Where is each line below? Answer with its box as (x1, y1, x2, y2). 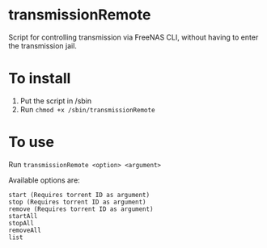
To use (8, 133, 55, 151)
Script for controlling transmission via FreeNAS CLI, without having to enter (8, 32, 259, 42)
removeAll (8, 226, 42, 234)
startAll (8, 212, 38, 220)
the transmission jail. (8, 40, 77, 50)
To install (8, 69, 71, 88)
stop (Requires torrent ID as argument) (8, 198, 147, 206)
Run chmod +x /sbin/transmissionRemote (19, 104, 155, 114)
